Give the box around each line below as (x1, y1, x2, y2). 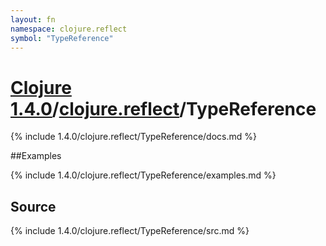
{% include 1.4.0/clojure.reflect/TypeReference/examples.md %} (10, 169, 277, 181)
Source (10, 198, 57, 215)
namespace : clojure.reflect (10, 24, 128, 34)
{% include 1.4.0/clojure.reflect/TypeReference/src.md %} (10, 225, 250, 237)
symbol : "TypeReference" (10, 33, 114, 43)
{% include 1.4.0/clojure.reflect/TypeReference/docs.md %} (10, 131, 257, 143)
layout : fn (10, 14, 56, 25)
